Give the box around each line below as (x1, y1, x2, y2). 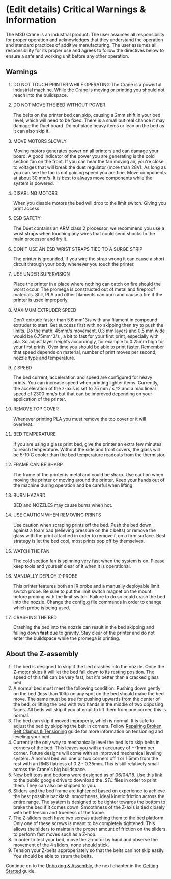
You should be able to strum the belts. (13, 853, 93, 859)
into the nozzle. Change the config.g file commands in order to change (13, 599, 162, 605)
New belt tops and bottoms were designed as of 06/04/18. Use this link (13, 772, 162, 778)
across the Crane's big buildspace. (13, 766, 87, 772)
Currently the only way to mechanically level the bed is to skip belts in (13, 739, 160, 745)
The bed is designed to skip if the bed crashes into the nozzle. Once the (13, 663, 164, 669)
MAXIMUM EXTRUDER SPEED (13, 307, 77, 313)
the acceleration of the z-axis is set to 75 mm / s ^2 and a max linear (13, 385, 157, 391)
